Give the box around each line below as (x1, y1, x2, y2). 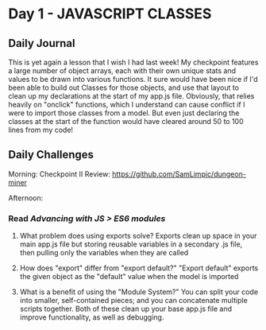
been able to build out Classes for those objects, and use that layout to (8, 83, 240, 92)
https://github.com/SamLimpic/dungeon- (112, 169, 246, 179)
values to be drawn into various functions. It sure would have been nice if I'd (8, 75, 258, 83)
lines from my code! (8, 125, 74, 134)
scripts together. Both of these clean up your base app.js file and (19, 304, 233, 314)
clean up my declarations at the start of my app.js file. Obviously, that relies (8, 91, 255, 100)
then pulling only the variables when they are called (19, 248, 189, 258)
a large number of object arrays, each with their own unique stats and (8, 66, 237, 76)
